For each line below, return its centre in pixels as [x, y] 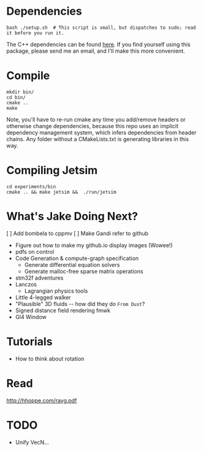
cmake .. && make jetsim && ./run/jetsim [61, 192]
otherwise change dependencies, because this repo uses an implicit [93, 126]
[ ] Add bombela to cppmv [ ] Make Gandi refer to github [78, 233]
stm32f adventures [39, 278]
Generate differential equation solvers [72, 264]
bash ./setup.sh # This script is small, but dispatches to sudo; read [101, 28]
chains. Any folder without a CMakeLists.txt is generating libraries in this [98, 139]
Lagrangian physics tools [56, 291]
